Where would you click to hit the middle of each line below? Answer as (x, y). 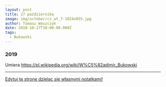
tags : (11, 32)
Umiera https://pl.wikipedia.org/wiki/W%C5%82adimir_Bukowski (71, 65)
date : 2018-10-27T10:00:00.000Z (38, 28)
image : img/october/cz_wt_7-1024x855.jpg (48, 19)
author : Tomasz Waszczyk (31, 23)
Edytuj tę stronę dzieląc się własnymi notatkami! (54, 79)
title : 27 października (30, 14)
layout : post (19, 10)
